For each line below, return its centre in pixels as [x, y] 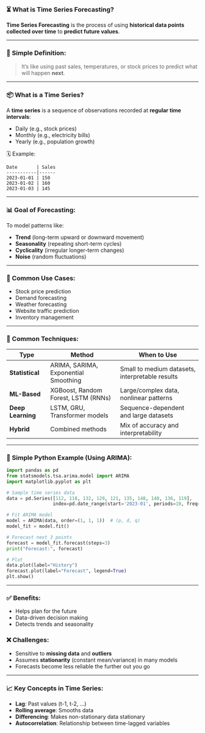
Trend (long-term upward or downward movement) [80, 237]
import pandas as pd [33, 470]
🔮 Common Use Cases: [41, 278]
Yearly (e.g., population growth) [55, 141]
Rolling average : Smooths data [54, 710]
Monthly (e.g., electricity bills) [52, 135]
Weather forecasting [41, 304]
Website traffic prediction [47, 311]
